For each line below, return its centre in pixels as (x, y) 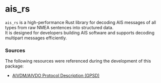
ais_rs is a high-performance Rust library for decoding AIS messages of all (80, 22)
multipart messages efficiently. (36, 38)
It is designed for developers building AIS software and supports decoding (80, 33)
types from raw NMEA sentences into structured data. (59, 27)
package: (14, 66)
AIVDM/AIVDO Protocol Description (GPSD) (56, 76)
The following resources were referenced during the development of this (78, 61)
